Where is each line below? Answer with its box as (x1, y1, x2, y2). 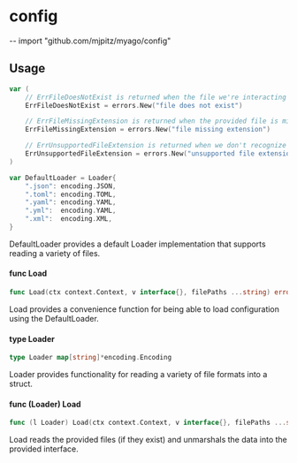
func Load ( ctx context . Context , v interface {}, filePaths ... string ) (9, 288, 271, 297)
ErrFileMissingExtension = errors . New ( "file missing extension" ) (25, 125, 271, 134)
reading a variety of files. (9, 247, 101, 258)
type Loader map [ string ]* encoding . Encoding (9, 353, 172, 362)
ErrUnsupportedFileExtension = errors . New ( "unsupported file (25, 149, 255, 158)
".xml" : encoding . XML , (25, 215, 113, 224)
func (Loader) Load (9, 398, 81, 409)
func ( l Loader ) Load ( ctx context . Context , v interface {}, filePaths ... (9, 418, 287, 428)
